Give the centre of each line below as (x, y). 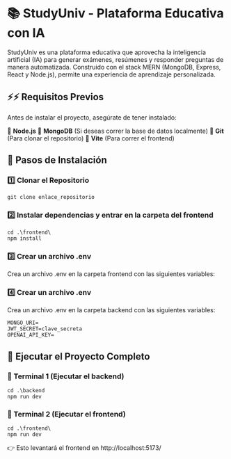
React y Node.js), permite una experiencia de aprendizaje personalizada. (111, 74)
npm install (24, 238)
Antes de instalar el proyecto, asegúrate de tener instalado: (92, 117)
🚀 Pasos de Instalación (57, 160)
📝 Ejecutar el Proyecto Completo (79, 356)
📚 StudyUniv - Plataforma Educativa (115, 14)
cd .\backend (26, 391)
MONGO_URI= (23, 323)
